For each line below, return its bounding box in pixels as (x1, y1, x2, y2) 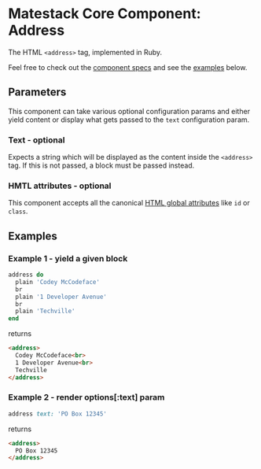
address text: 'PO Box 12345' (8, 410, 108, 418)
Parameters (8, 86, 67, 99)
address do (8, 271, 44, 279)
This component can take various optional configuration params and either (8, 106, 250, 116)
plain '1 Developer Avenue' (15, 293, 108, 301)
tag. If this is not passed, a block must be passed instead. (8, 161, 195, 170)
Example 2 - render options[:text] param (8, 392, 165, 403)
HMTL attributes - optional (8, 180, 112, 191)
